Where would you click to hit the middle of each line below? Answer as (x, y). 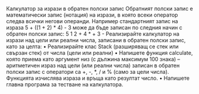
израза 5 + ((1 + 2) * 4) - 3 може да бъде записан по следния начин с (94, 27)
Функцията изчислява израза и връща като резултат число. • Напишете (98, 78)
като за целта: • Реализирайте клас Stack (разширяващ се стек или (92, 46)
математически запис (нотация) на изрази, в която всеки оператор (92, 15)
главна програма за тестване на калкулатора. (65, 84)
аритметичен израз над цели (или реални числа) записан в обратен (93, 65)
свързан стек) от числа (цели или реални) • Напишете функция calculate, (99, 53)
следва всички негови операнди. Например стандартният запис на (92, 21)
